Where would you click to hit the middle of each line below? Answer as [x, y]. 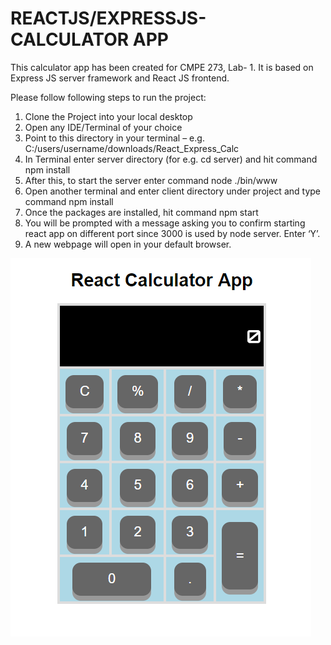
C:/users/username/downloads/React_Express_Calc [132, 148]
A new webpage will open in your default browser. [128, 244]
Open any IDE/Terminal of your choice [103, 127]
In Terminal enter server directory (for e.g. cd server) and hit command [171, 159]
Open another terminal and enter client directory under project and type [172, 191]
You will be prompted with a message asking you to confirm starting [165, 223]
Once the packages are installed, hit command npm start [141, 212]
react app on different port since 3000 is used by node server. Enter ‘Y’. [172, 233]
